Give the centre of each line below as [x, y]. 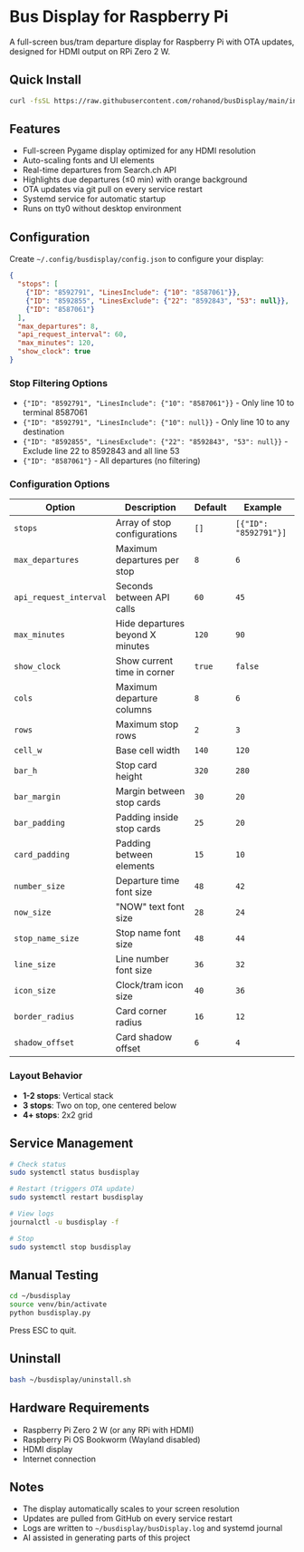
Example [263, 508]
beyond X [136, 635]
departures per [147, 560]
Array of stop [143, 523]
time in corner [145, 673]
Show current [144, 661]
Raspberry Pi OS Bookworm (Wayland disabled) [111, 1440]
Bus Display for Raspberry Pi [119, 17]
